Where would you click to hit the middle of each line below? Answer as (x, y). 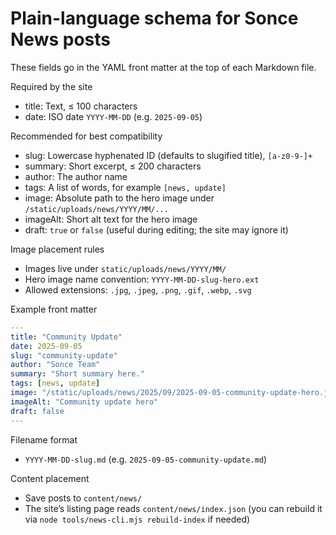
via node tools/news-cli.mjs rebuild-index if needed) (137, 519)
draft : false (37, 411)
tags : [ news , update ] (55, 383)
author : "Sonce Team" (55, 365)
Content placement (50, 478)
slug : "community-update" (64, 355)
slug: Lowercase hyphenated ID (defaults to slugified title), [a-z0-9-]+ (168, 155)
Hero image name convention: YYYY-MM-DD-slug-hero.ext (142, 279)
